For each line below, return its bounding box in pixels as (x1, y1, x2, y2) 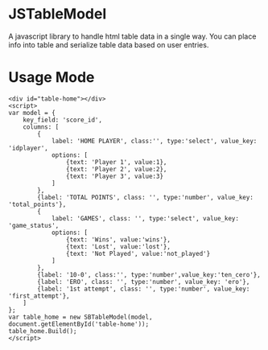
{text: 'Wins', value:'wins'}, (65, 235, 171, 244)
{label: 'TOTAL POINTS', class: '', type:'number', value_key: (37, 193, 254, 201)
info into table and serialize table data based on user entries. (8, 39, 209, 49)
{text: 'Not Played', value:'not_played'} (65, 249, 211, 257)
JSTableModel (8, 5, 107, 23)
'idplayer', (8, 144, 48, 152)
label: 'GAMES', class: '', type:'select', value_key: (51, 214, 240, 222)
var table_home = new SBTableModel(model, (8, 313, 153, 321)
